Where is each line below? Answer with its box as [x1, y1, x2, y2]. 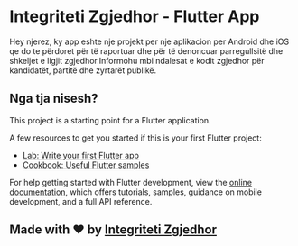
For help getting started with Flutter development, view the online [9, 177, 253, 187]
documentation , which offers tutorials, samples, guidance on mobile [9, 187, 262, 197]
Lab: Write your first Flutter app [22, 150, 140, 160]
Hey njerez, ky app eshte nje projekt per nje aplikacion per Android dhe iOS [9, 36, 290, 47]
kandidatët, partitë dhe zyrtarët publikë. [9, 65, 156, 76]
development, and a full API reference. [9, 196, 153, 206]
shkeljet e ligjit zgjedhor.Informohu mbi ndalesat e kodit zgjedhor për [9, 55, 265, 66]
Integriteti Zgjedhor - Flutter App [9, 6, 260, 27]
